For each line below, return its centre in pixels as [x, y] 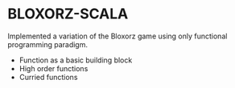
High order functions [54, 68]
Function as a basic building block [76, 60]
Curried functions [48, 77]
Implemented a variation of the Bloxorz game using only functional [117, 36]
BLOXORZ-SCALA [68, 14]
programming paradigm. [47, 44]
